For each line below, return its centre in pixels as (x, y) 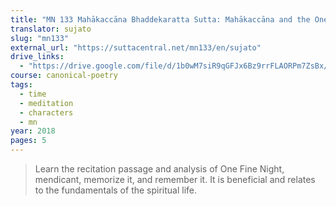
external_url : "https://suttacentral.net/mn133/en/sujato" (136, 47)
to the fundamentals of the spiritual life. (116, 190)
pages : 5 (28, 141)
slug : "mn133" (40, 38)
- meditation (46, 103)
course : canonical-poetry (64, 76)
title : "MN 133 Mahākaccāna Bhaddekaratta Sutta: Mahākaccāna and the (160, 19)
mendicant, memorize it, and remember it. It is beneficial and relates (175, 179)
